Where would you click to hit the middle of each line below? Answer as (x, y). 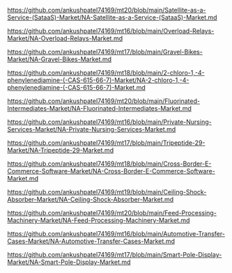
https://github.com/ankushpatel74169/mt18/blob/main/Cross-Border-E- (109, 164)
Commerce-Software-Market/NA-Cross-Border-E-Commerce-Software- (111, 171)
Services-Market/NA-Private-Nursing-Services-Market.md (92, 129)
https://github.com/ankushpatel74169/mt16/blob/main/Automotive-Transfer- (116, 234)
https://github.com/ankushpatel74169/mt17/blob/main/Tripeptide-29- (106, 143)
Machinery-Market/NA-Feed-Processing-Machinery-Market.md (99, 220)
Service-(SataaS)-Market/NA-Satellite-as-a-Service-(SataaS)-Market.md (112, 17)
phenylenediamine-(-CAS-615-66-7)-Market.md (76, 87)
